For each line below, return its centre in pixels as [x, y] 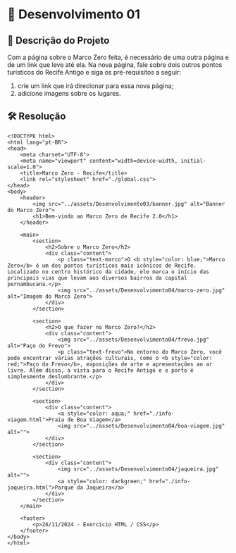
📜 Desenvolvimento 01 [74, 14]
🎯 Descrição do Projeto [58, 41]
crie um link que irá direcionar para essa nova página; [95, 86]
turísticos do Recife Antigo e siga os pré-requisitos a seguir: [94, 72]
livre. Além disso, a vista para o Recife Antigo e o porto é [100, 370]
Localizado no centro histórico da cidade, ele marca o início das [108, 272]
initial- [193, 161]
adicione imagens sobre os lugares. [69, 93]
